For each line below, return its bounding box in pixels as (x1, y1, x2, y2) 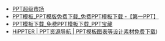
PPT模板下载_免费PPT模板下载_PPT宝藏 (12, 20, 113, 27)
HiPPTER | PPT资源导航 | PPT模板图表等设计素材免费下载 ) (12, 28, 158, 35)
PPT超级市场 (12, 5, 45, 12)
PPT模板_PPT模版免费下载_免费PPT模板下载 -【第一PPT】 (12, 13, 159, 20)
